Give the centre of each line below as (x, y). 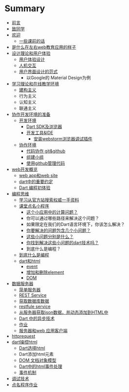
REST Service (33, 295)
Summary (25, 9)
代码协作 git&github (46, 151)
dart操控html (24, 342)
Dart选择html (32, 348)
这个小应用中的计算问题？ (52, 212)
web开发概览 (24, 169)
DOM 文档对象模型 (38, 360)
